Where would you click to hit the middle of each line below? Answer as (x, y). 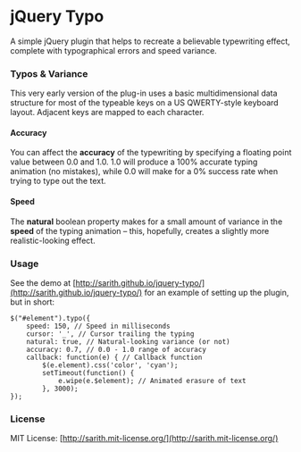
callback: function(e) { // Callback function (114, 357)
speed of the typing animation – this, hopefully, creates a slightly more (140, 230)
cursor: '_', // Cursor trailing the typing (110, 334)
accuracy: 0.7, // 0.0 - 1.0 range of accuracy (116, 349)
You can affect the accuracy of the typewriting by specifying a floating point (151, 153)
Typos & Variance (49, 73)
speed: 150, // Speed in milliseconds (98, 326)
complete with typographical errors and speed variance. (113, 50)
